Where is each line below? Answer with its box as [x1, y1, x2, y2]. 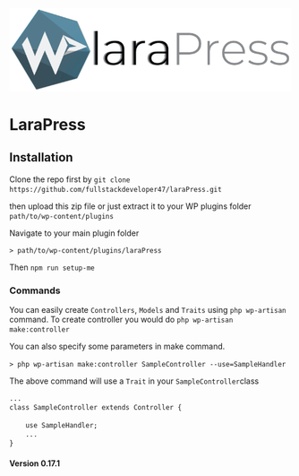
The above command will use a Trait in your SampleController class [9, 376, 260, 386]
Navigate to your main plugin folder [9, 228, 140, 238]
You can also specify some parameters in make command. [9, 341, 226, 352]
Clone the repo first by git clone [9, 174, 131, 185]
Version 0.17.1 [9, 457, 61, 469]
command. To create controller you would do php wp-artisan [9, 314, 234, 325]
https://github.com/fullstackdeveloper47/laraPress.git [9, 185, 222, 194]
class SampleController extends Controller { [9, 403, 182, 412]
